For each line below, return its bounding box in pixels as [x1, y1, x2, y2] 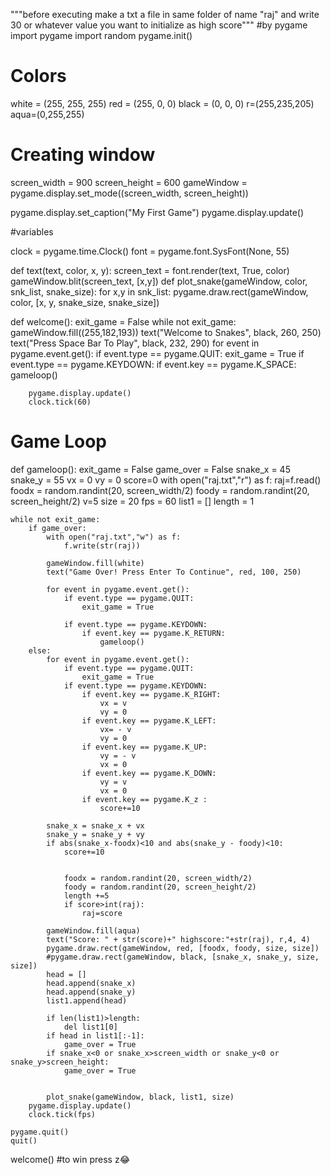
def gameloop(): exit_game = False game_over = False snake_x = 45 [10, 463, 291, 475]
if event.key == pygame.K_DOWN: [81, 768, 217, 778]
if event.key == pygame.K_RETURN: [81, 628, 226, 638]
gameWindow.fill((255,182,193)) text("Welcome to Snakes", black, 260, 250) [10, 326, 322, 338]
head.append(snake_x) [46, 978, 137, 988]
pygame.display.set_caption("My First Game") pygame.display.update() [10, 206, 305, 218]
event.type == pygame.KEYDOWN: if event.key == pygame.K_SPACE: [10, 358, 297, 370]
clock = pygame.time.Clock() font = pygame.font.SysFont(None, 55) [10, 245, 290, 257]
